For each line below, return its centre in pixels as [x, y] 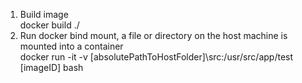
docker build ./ [49, 25]
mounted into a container [71, 46]
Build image [44, 14]
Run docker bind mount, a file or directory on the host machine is [153, 35]
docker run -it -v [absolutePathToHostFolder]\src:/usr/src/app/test [156, 57]
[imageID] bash [51, 67]
